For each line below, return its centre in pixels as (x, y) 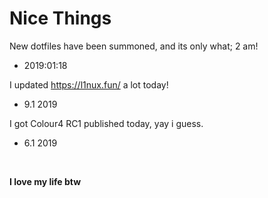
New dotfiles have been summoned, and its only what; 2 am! (134, 46)
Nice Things (60, 18)
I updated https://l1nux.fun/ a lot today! (89, 84)
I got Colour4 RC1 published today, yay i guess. (106, 123)
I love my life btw (45, 181)
